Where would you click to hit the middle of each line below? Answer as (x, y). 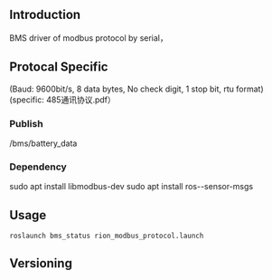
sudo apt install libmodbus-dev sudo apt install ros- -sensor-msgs (131, 187)
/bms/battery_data (43, 143)
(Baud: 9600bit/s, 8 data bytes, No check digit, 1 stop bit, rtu (122, 89)
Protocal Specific (59, 67)
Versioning (41, 263)
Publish (26, 123)
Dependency (38, 167)
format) (250, 89)
